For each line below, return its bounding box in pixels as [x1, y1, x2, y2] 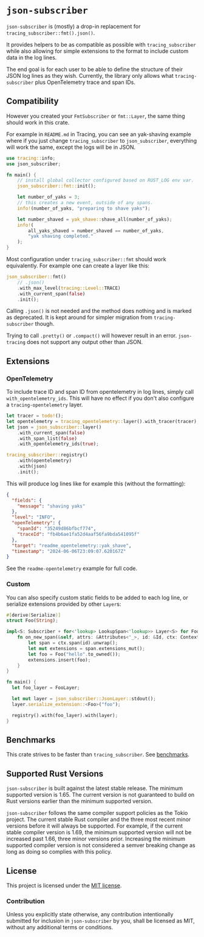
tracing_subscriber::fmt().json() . [6, 29, 95, 36]
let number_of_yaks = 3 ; [17, 194, 80, 201]
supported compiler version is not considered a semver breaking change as [6, 842, 195, 849]
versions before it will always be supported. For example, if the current [6, 822, 183, 829]
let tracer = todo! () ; [6, 413, 64, 419]
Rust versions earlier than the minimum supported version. [6, 798, 153, 805]
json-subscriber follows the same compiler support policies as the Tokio [6, 809, 188, 817]
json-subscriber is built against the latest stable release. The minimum [6, 784, 183, 792]
